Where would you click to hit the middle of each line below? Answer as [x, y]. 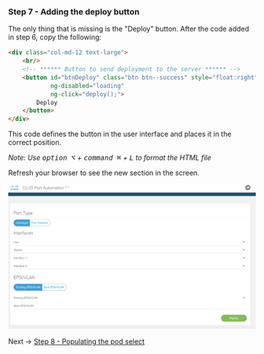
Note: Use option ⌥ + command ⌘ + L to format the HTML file [110, 158]
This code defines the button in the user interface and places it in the [120, 134]
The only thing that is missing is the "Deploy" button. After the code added [129, 29]
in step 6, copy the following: [55, 37]
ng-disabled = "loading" [87, 86]
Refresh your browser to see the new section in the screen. [104, 173]
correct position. [35, 142]
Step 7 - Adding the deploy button [74, 12]
